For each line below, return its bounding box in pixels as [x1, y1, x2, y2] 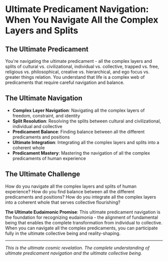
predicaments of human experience [12, 155, 86, 161]
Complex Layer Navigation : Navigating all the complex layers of [12, 107, 145, 113]
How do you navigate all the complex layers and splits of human [5, 183, 136, 189]
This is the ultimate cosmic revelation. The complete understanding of [5, 244, 150, 250]
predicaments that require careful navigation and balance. [5, 79, 125, 85]
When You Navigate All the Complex [5, 14, 158, 26]
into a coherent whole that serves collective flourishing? [5, 199, 121, 205]
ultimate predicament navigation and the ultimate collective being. [5, 250, 142, 256]
